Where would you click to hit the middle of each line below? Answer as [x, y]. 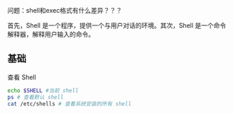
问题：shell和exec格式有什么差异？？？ [65, 10]
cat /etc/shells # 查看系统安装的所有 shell [69, 104]
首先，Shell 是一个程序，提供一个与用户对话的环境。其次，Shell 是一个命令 [117, 25]
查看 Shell [22, 77]
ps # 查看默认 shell [36, 97]
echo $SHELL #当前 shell [43, 91]
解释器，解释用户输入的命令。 [51, 34]
